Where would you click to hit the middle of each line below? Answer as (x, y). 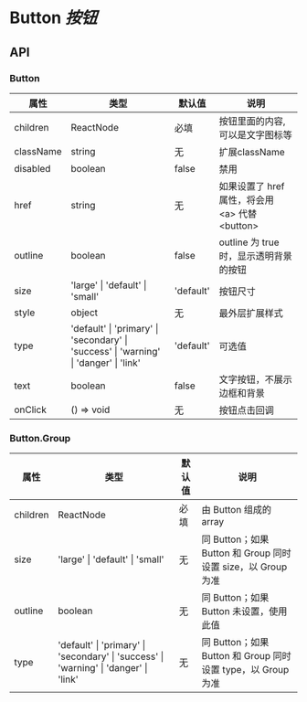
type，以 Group (256, 670)
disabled (32, 168)
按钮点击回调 (246, 409)
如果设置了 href (252, 186)
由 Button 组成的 (237, 510)
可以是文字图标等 (255, 134)
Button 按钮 (53, 18)
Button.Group (40, 438)
